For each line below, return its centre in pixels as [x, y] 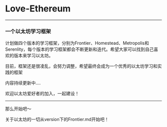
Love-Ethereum [38, 9]
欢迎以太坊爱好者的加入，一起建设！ [42, 94]
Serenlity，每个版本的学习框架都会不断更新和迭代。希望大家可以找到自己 [80, 49]
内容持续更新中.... [23, 83]
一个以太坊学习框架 [28, 31]
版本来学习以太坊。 [33, 56]
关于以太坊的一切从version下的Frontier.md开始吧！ [57, 120]
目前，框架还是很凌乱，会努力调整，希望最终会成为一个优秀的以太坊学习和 [81, 66]
